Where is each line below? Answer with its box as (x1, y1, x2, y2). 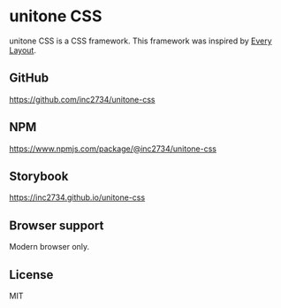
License (9, 267, 54, 282)
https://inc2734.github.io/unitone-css (9, 192, 146, 203)
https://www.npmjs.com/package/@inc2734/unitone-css (9, 143, 216, 154)
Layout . (9, 44, 37, 55)
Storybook (9, 168, 69, 183)
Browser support (9, 218, 104, 233)
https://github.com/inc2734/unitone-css (9, 94, 156, 104)
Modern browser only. (9, 242, 90, 252)
